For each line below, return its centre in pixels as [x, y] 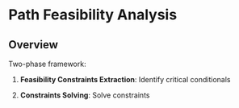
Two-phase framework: [47, 64]
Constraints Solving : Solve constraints [85, 95]
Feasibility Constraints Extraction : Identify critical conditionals [125, 79]
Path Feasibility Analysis [93, 15]
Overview [34, 45]
